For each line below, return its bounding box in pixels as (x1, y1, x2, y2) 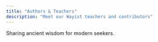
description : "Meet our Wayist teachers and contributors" (6, 14, 153, 20)
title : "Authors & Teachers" (6, 8, 77, 14)
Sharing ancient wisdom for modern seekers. (6, 29, 115, 36)
